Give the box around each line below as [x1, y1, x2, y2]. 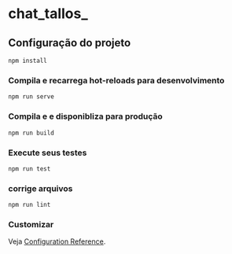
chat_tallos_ [8, 5, 88, 23]
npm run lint [8, 201, 51, 209]
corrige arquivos [8, 182, 73, 193]
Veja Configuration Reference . [8, 237, 106, 246]
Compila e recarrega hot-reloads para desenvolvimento [8, 75, 225, 86]
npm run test [8, 164, 51, 173]
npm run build [8, 129, 55, 137]
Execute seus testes [8, 147, 87, 158]
